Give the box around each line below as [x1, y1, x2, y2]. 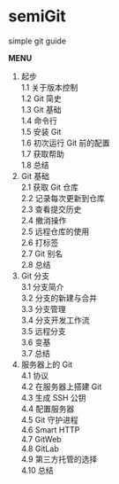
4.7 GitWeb [20, 433, 63, 444]
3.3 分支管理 [20, 303, 67, 314]
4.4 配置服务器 [20, 403, 75, 414]
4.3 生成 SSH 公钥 [20, 392, 86, 402]
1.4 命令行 [20, 115, 58, 126]
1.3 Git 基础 [20, 104, 63, 114]
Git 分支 [20, 270, 50, 281]
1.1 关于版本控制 [20, 82, 78, 92]
